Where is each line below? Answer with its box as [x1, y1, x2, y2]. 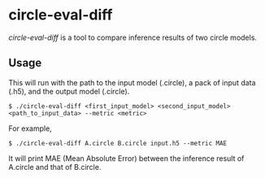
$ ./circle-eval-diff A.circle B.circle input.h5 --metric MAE [8, 139, 228, 147]
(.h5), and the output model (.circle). [8, 86, 130, 96]
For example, [8, 124, 53, 133]
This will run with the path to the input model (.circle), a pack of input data [8, 77, 256, 87]
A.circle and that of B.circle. [8, 162, 102, 171]
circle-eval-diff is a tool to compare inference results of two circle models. [8, 33, 258, 42]
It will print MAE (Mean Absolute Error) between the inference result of [8, 153, 245, 163]
